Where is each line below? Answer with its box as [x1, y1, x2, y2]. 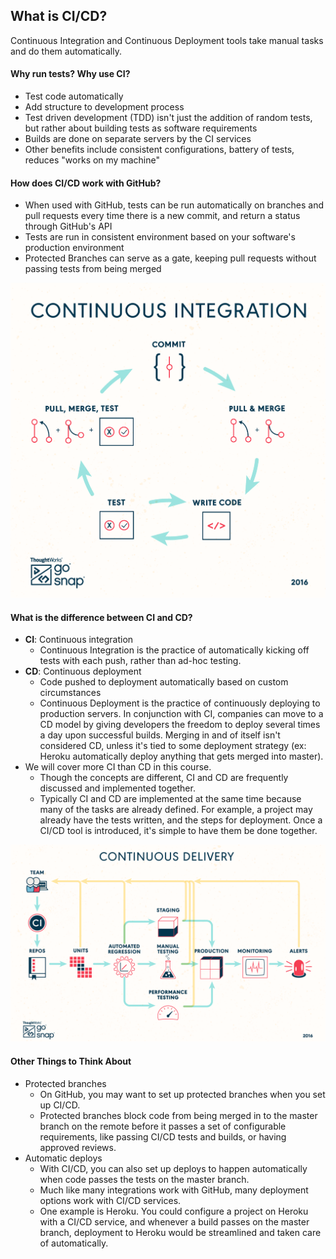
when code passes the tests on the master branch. [39, 1173, 250, 1185]
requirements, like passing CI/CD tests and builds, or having [39, 1130, 287, 1143]
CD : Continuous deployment [24, 665, 142, 678]
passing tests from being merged [24, 263, 162, 275]
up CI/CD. [39, 1099, 81, 1111]
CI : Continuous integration [24, 634, 134, 646]
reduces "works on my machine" [24, 154, 160, 166]
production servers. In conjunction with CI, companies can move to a [39, 708, 324, 720]
